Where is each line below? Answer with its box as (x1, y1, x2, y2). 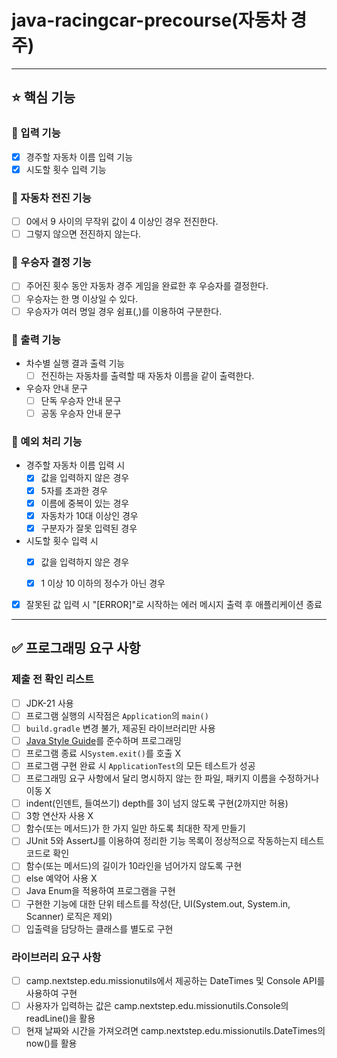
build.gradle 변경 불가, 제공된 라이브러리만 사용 (25, 722, 216, 734)
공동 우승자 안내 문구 (40, 407, 122, 420)
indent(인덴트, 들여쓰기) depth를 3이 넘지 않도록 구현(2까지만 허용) (25, 797, 289, 810)
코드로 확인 (25, 847, 70, 860)
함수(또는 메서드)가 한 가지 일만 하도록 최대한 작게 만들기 (25, 822, 246, 835)
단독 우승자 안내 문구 (40, 395, 122, 407)
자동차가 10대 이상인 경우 (40, 509, 139, 521)
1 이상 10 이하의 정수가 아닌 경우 (40, 577, 166, 589)
